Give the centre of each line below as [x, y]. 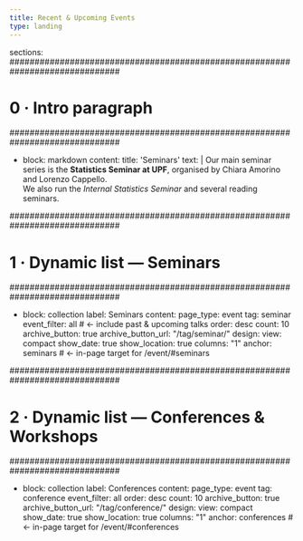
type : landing [36, 26]
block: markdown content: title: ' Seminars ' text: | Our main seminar [147, 160]
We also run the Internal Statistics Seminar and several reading [140, 189]
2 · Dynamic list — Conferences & [137, 417]
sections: [26, 52]
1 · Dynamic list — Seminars [115, 262]
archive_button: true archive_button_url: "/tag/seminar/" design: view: [152, 334]
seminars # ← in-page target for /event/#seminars [116, 353]
